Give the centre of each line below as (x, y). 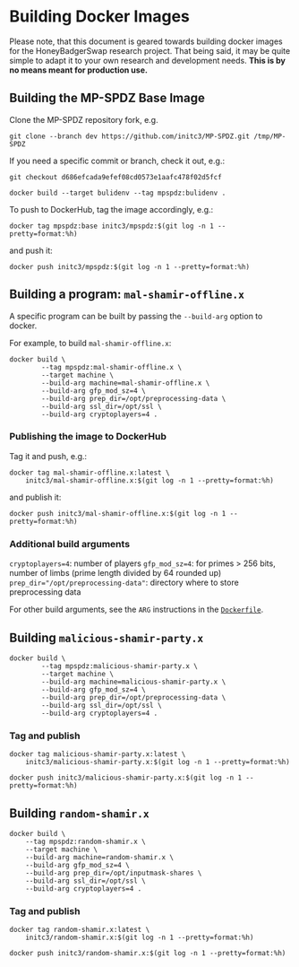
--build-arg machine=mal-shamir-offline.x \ (126, 383)
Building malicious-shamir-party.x (107, 637)
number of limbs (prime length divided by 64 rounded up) (115, 573)
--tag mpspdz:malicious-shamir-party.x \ (120, 666)
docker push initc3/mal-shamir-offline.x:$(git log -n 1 (118, 513)
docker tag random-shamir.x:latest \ (80, 930)
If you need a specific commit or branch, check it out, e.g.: (117, 161)
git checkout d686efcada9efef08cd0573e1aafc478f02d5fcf (115, 177)
